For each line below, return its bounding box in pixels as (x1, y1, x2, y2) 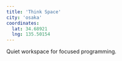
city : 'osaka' (6, 14, 43, 21)
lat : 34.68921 (12, 25, 48, 32)
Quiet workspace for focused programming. (6, 48, 117, 55)
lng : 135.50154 (12, 31, 51, 37)
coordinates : (6, 20, 40, 26)
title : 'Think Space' (6, 8, 62, 15)
